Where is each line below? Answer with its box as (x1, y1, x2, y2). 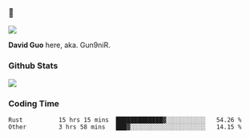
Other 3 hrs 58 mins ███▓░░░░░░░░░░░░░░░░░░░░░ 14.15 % (8, 123, 242, 131)
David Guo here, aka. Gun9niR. (8, 40, 111, 50)
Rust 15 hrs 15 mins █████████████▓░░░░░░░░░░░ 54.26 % (8, 116, 242, 124)
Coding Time (8, 97, 60, 109)
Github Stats (8, 60, 58, 71)
